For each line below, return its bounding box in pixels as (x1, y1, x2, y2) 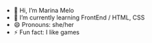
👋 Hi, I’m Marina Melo (13, 7, 74, 14)
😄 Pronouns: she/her (13, 21, 74, 28)
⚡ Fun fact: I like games (13, 28, 80, 36)
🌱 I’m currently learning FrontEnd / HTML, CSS (13, 13, 145, 21)
